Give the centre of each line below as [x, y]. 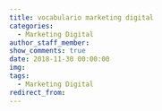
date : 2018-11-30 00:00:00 [60, 59]
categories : [31, 26]
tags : [19, 76]
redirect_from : [38, 92]
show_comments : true [48, 51]
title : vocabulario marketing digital [81, 17]
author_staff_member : [50, 43]
